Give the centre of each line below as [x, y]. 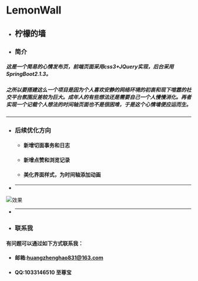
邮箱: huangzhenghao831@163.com [59, 258]
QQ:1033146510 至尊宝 [43, 272]
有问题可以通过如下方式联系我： [45, 243]
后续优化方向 [33, 130]
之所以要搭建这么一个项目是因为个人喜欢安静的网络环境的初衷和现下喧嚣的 [96, 90]
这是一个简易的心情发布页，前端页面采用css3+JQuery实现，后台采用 [90, 67]
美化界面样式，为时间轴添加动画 [62, 175]
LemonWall [34, 10]
